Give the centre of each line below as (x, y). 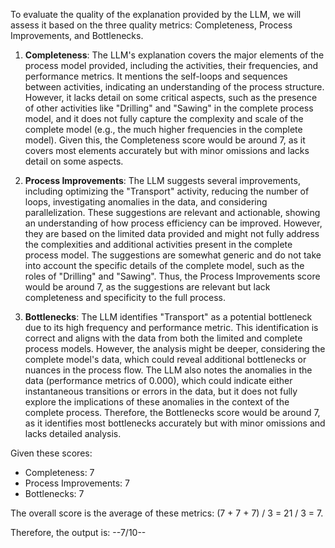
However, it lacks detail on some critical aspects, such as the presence (171, 97)
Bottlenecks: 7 (54, 493)
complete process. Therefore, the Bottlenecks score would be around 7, (172, 412)
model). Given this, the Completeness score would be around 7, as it (165, 140)
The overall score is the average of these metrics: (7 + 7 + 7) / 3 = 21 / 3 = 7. (167, 513)
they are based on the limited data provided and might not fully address (172, 233)
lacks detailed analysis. (73, 433)
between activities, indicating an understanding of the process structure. (174, 87)
